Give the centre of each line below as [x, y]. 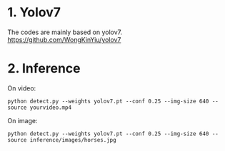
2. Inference [44, 69]
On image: [22, 120]
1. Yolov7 [34, 12]
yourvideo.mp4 [51, 108]
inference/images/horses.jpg [73, 140]
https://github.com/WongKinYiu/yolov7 [64, 39]
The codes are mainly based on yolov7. [65, 32]
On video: [22, 88]
